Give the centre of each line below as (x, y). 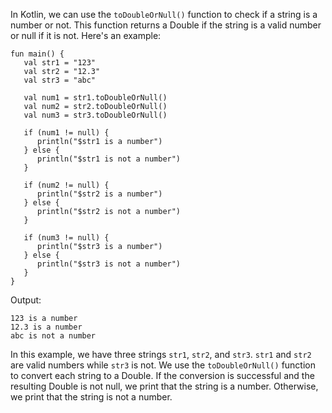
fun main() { (37, 54)
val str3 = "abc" (60, 80)
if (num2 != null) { (66, 185)
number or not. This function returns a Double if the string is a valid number (166, 25)
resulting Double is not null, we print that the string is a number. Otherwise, (164, 386)
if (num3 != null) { (66, 238)
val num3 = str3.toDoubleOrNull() (95, 115)
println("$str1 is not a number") (109, 159)
